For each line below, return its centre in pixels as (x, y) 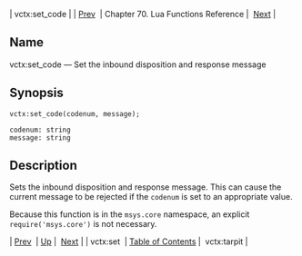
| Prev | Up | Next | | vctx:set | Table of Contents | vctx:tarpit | (129, 241)
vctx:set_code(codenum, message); (75, 113)
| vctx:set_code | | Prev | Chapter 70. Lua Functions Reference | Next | (143, 14)
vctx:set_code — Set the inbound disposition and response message (138, 64)
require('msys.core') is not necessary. (83, 224)
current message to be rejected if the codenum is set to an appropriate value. (151, 197)
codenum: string (40, 130)
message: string (40, 138)
